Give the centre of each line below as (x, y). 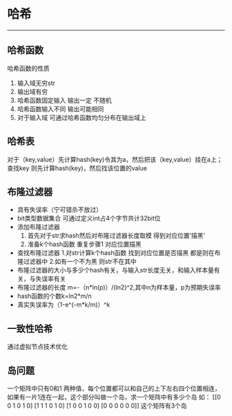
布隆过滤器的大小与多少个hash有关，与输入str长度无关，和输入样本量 (115, 270)
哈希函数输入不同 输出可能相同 (60, 108)
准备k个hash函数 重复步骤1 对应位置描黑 (84, 244)
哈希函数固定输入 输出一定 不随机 (64, 100)
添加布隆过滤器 (38, 227)
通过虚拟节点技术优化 (37, 347)
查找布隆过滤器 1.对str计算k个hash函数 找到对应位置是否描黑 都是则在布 (119, 253)
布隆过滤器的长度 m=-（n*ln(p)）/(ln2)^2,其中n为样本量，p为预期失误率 (119, 287)
